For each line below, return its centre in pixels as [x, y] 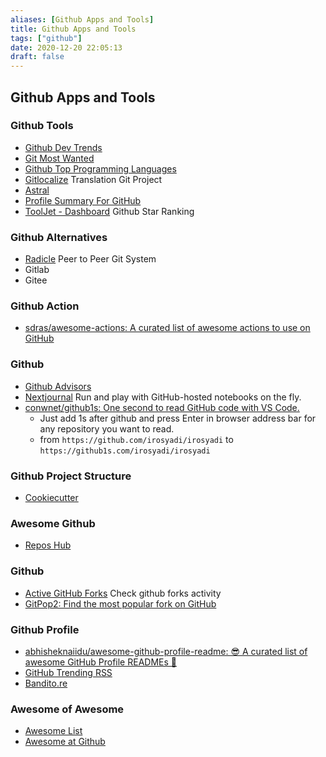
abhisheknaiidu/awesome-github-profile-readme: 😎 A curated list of [166, 651]
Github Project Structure [71, 476]
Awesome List [53, 731]
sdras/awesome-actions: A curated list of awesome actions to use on [167, 328]
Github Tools [42, 126]
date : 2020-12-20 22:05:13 [66, 47]
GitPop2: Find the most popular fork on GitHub [120, 603]
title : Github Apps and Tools [73, 29]
